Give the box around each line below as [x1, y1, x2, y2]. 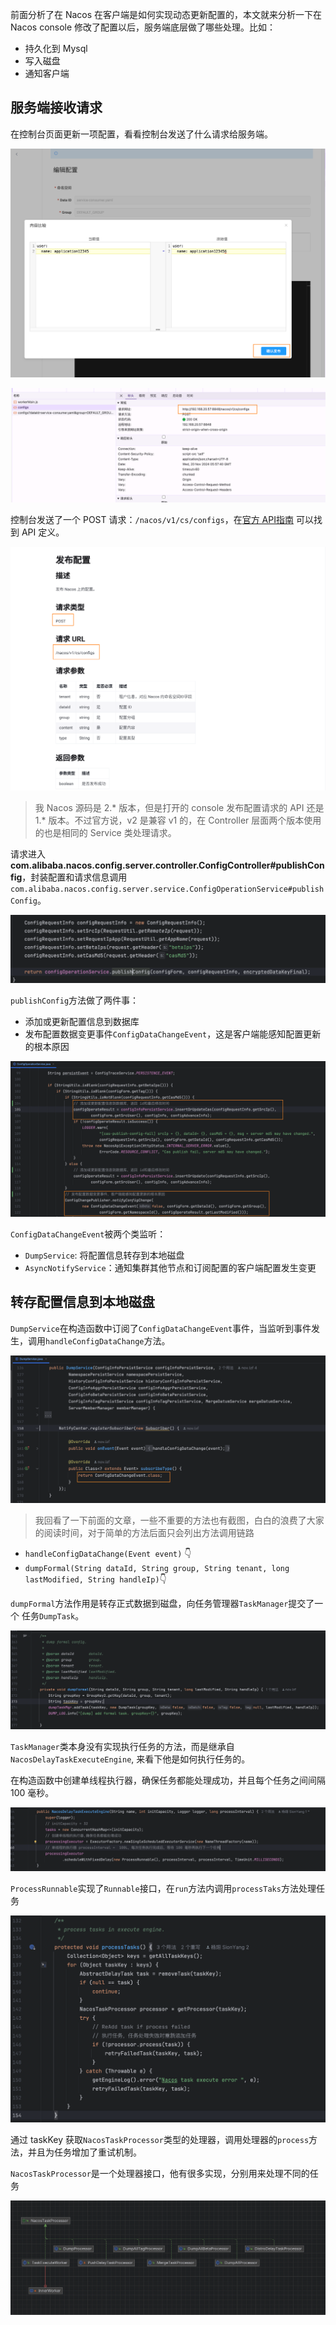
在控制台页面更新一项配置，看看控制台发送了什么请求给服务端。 [10, 128, 273, 140]
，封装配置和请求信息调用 [21, 871, 128, 883]
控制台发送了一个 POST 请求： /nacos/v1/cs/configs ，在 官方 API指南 [10, 513, 294, 525]
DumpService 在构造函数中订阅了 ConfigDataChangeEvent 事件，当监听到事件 [10, 1322, 312, 1334]
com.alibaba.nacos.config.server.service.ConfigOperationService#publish [10, 884, 325, 894]
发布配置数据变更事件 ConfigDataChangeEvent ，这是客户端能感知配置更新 [24, 1028, 322, 1040]
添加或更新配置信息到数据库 [24, 1015, 140, 1027]
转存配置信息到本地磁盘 [10, 1294, 155, 1311]
